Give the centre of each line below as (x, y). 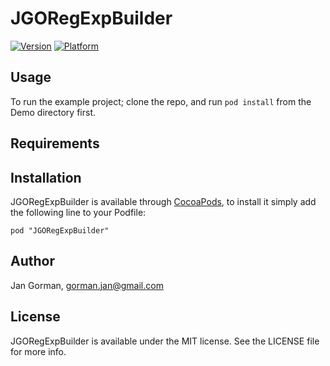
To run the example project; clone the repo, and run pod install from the (161, 101)
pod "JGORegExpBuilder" (60, 230)
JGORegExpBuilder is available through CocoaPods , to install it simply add (163, 201)
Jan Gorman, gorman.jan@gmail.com (87, 285)
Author (32, 261)
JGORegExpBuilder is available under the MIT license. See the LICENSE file (165, 341)
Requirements (55, 143)
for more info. (38, 351)
